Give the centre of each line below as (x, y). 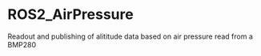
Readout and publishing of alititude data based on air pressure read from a (130, 36)
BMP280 (22, 44)
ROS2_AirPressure (70, 15)
